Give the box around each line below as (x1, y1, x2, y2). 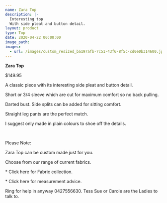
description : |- (5, 12, 39, 17)
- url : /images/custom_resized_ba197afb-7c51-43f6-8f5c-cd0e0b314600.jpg (9, 49, 166, 54)
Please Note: (5, 140, 31, 146)
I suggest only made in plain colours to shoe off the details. (5, 120, 126, 126)
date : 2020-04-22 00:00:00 (5, 35, 61, 40)
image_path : (5, 40, 30, 45)
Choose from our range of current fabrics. (5, 159, 91, 165)
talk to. (5, 193, 19, 199)
